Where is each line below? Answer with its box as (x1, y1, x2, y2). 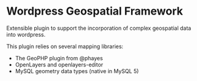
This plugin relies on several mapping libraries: (6, 43, 124, 50)
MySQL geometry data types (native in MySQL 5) (15, 67, 139, 74)
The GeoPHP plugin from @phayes (15, 54, 103, 62)
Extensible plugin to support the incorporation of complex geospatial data (6, 24, 192, 32)
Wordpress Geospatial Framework (6, 4, 183, 18)
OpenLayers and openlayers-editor (15, 61, 104, 68)
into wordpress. (6, 30, 46, 38)
